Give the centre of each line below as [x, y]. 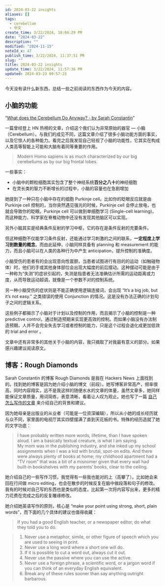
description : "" [22, 42]
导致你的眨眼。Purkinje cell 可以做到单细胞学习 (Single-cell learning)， [85, 211]
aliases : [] [17, 14]
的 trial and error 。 [25, 331]
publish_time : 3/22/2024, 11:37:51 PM [45, 55]
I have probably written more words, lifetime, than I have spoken [82, 435]
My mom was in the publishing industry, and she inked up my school [86, 446]
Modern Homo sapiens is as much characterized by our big [77, 156]
